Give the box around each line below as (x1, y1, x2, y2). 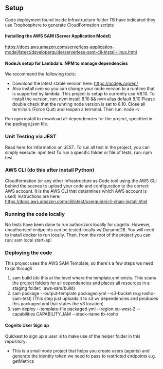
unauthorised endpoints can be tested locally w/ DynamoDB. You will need (5, 227, 155, 233)
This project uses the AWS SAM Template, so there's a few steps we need (5, 260, 154, 266)
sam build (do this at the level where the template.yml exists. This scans (12, 275, 157, 281)
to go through (5, 265, 33, 272)
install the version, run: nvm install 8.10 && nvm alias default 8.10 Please (12, 96, 155, 102)
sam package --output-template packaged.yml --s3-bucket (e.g (12, 291, 141, 296)
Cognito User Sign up (5, 322, 50, 328)
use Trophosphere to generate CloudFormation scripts (5, 22, 114, 28)
